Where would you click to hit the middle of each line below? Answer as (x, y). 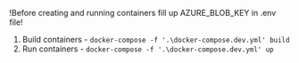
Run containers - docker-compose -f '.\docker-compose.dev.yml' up (148, 49)
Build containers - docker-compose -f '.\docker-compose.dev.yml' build (156, 39)
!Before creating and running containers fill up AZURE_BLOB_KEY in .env (143, 13)
